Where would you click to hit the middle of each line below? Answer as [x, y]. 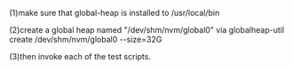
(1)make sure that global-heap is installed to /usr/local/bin [115, 13]
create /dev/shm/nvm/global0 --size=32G [86, 39]
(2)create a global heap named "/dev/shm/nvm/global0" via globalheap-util [147, 30]
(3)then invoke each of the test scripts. [80, 56]
